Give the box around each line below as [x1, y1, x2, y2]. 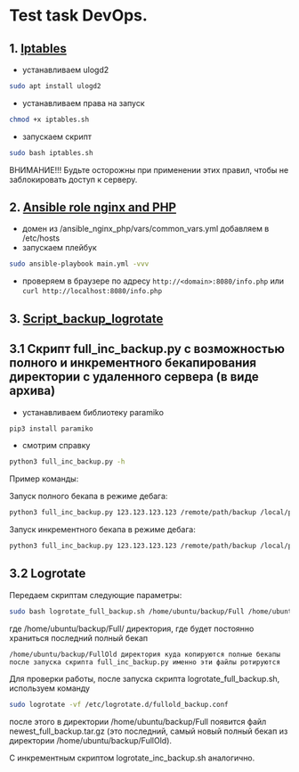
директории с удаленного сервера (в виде [9, 369, 260, 384]
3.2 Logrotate [9, 566, 86, 581]
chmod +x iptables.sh [9, 115, 90, 124]
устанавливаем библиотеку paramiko [21, 407, 165, 417]
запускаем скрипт [21, 131, 92, 142]
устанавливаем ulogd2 [21, 64, 109, 75]
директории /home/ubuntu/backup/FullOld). [9, 735, 172, 745]
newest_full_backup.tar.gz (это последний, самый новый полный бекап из [9, 726, 288, 736]
